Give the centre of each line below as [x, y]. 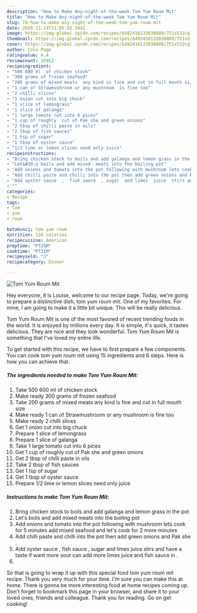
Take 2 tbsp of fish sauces [47, 465]
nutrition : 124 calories [37, 235]
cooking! [17, 604]
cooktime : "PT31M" [29, 251]
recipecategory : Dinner [36, 262]
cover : [15, 45]
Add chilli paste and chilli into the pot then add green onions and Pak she [103, 536]
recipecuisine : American [37, 240]
